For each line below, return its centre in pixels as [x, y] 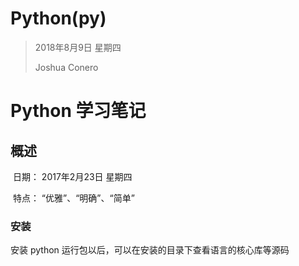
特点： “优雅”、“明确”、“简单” [73, 198]
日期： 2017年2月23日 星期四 [72, 176]
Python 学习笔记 [78, 111]
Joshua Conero [66, 67]
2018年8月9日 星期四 [78, 47]
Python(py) [58, 18]
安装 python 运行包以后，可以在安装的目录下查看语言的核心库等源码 [150, 250]
